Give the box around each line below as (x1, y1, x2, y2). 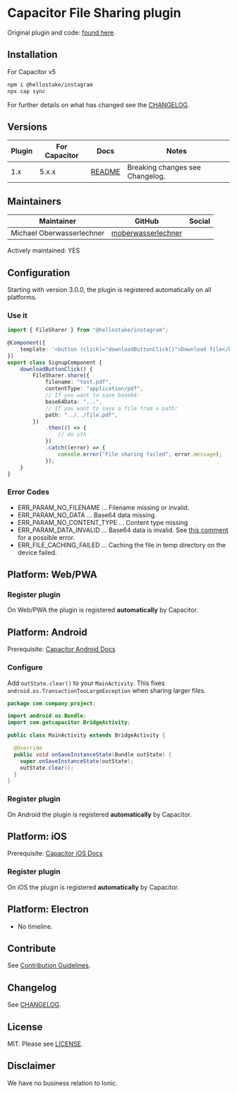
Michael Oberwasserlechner (11, 228, 105, 238)
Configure (7, 663, 43, 672)
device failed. (17, 548, 57, 557)
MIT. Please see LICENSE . (7, 1039, 83, 1048)
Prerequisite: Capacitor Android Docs (7, 645, 116, 653)
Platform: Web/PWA (7, 569, 97, 581)
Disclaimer (7, 1060, 56, 1072)
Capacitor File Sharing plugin (7, 5, 181, 21)
